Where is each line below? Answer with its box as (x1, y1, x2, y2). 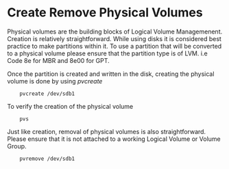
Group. (7, 142, 27, 150)
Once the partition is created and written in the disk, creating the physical (7, 70, 215, 78)
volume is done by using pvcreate (7, 77, 103, 85)
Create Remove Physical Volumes (7, 5, 204, 21)
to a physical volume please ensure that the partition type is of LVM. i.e (7, 49, 208, 57)
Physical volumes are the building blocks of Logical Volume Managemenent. (7, 27, 223, 36)
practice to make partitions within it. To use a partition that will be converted (7, 42, 222, 50)
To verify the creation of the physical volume (7, 102, 134, 110)
